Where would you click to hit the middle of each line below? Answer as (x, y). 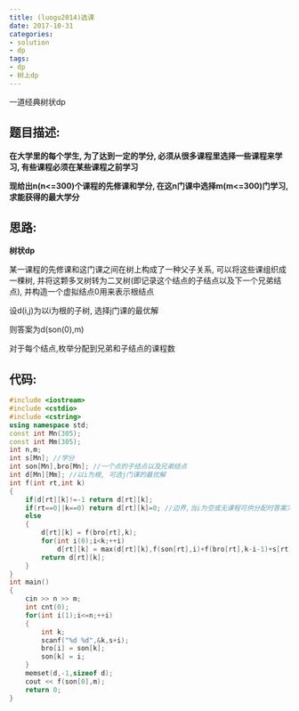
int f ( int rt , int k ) (48, 483)
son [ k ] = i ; (64, 657)
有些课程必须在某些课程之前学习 (80, 166)
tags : (19, 59)
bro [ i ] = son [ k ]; (73, 649)
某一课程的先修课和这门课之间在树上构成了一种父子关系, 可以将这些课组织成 (148, 270)
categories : (31, 34)
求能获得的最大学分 (44, 197)
